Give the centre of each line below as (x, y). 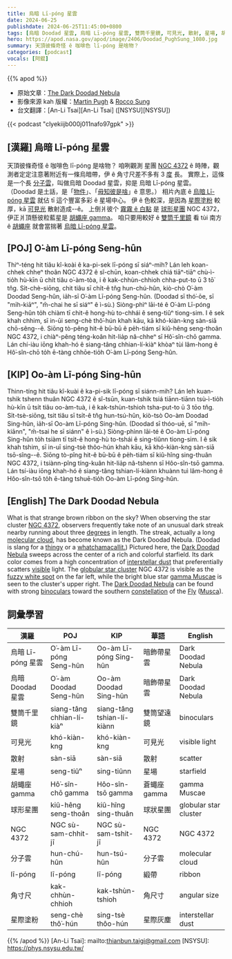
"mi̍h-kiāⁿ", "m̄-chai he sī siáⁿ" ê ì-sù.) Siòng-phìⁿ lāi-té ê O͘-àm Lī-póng (109, 305)
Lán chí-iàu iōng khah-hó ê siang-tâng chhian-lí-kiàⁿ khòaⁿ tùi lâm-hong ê (113, 344)
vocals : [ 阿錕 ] (28, 59)
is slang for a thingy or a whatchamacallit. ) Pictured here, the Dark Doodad (113, 547)
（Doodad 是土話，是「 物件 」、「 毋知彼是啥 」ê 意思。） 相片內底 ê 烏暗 (106, 191)
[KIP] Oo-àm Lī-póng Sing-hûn (74, 375)
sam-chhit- (70, 834)
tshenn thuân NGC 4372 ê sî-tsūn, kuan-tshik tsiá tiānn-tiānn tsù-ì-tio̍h (123, 399)
